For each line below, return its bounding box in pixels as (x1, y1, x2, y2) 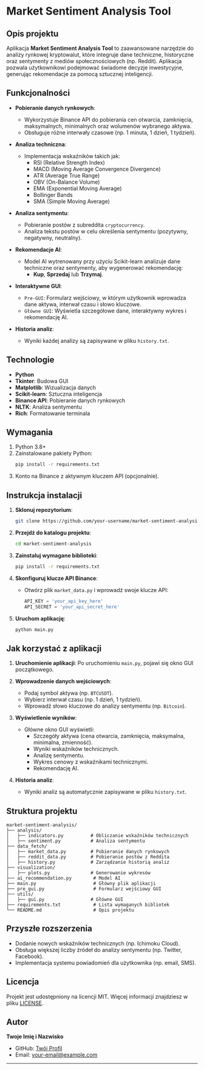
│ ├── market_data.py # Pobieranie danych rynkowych (6, 849, 170, 855)
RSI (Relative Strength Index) (33, 159, 105, 166)
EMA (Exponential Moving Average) (33, 184, 123, 192)
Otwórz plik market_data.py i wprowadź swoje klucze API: (24, 586, 169, 593)
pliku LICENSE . (6, 999, 44, 1007)
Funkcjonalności (6, 88, 70, 98)
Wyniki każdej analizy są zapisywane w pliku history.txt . (24, 337, 169, 344)
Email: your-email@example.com (15, 1051, 98, 1058)
